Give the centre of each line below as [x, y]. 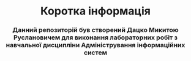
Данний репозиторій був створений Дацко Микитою [95, 30]
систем [95, 53]
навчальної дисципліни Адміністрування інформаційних [95, 45]
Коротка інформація [95, 11]
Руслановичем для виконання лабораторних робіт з [95, 37]
